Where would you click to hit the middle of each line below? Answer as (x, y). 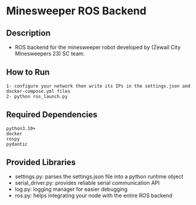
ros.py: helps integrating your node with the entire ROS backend (94, 195)
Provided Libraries (41, 162)
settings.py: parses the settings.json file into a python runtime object (99, 176)
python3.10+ (21, 128)
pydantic (17, 144)
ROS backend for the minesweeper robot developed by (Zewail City (98, 47)
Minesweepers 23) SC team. (50, 54)
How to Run (28, 72)
